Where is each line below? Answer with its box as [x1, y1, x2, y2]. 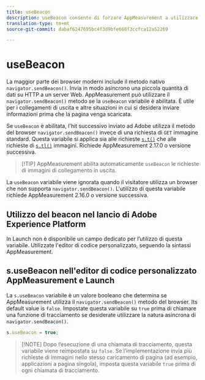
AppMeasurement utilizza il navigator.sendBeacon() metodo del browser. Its [6, 298, 198, 305]
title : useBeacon [6, 9, 51, 15]
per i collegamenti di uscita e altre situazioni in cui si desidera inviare [6, 104, 179, 111]
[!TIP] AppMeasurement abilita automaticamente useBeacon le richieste [21, 160, 199, 168]
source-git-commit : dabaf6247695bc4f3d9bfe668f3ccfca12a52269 [6, 26, 168, 32]
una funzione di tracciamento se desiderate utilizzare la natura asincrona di [6, 311, 196, 318]
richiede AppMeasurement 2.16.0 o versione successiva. [6, 192, 149, 199]
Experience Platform [6, 218, 86, 229]
